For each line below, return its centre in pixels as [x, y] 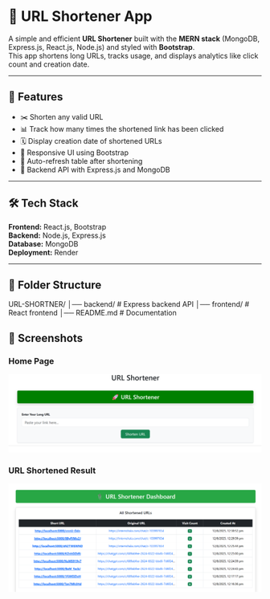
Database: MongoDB [43, 243]
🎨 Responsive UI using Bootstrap [74, 153]
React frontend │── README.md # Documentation [92, 313]
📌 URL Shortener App [80, 16]
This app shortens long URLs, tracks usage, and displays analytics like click [133, 55]
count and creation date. [49, 64]
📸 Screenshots [46, 338]
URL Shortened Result [52, 471]
